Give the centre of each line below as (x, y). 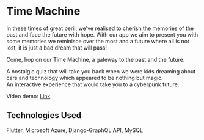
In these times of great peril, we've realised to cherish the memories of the (100, 28)
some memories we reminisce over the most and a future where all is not (98, 41)
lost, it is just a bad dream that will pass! (56, 48)
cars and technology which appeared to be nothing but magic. (85, 78)
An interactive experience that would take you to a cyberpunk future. (93, 84)
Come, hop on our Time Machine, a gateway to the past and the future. (96, 59)
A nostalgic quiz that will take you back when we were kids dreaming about (101, 71)
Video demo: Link (28, 96)
